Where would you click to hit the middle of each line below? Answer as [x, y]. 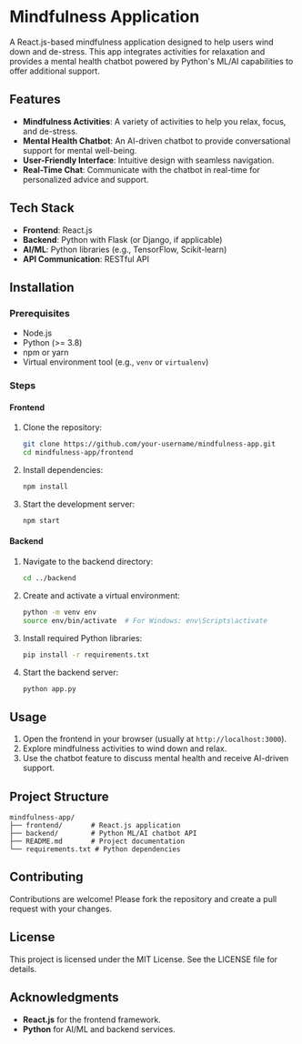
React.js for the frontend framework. [91, 1019]
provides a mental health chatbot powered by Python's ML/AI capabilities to [151, 61]
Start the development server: [79, 504]
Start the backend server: [70, 672]
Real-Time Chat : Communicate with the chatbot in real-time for [141, 169]
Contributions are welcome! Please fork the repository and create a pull [143, 898]
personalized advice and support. [86, 179]
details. [23, 969]
